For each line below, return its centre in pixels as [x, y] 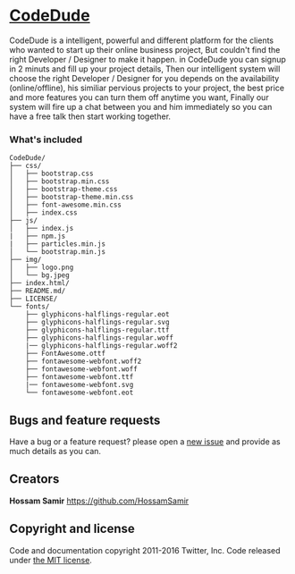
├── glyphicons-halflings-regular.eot [97, 315]
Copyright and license [72, 529]
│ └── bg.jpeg [39, 275]
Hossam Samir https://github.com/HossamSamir [99, 501]
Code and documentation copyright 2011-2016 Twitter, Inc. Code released [145, 550]
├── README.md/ [38, 291]
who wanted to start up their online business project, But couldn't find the [145, 49]
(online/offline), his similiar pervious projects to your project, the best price [147, 88]
